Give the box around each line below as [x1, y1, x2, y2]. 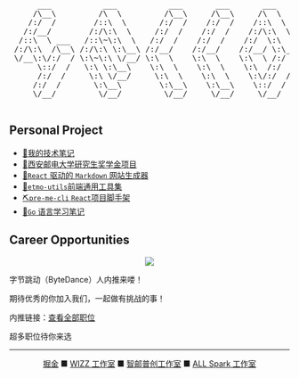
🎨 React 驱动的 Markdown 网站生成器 [21, 169, 149, 180]
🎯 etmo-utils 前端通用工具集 [21, 181, 123, 192]
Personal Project [9, 123, 103, 138]
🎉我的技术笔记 [21, 147, 75, 158]
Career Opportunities [9, 233, 130, 248]
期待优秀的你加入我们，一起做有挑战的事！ [9, 292, 166, 303]
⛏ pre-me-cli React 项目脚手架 [21, 192, 131, 202]
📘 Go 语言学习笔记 [21, 206, 85, 217]
